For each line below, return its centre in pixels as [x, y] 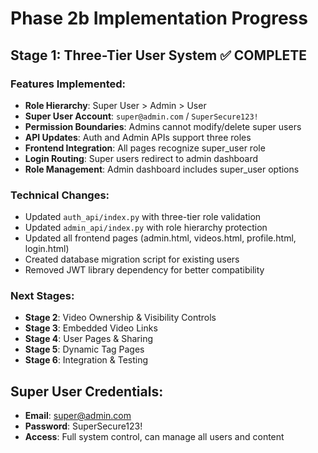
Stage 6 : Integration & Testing [86, 360]
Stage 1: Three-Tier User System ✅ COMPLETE [159, 55]
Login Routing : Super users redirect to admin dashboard [141, 158]
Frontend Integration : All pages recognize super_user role [145, 148]
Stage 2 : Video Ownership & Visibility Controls [120, 318]
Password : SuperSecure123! [83, 426]
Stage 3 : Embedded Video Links [91, 328]
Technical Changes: [60, 195]
